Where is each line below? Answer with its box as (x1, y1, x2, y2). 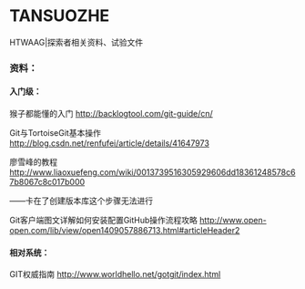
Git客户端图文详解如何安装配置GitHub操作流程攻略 (9, 215, 198, 226)
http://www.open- (199, 215, 267, 226)
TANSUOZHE (9, 5, 110, 26)
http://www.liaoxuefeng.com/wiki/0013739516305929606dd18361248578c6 (9, 167, 296, 178)
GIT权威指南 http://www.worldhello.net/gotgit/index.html (9, 269, 221, 280)
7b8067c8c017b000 (9, 177, 86, 188)
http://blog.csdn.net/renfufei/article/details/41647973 (9, 138, 209, 149)
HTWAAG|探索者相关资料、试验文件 (9, 36, 144, 47)
